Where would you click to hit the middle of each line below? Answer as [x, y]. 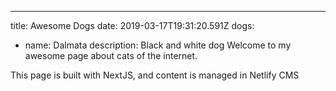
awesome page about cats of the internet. [111, 55]
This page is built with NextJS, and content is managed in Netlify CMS [155, 75]
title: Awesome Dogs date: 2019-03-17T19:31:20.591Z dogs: [132, 25]
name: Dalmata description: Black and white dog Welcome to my [158, 45]
